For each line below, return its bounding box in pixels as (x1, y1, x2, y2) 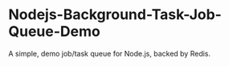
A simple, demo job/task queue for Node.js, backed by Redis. (8, 49, 211, 58)
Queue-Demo (8, 22, 100, 41)
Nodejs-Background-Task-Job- (8, 6, 223, 24)
